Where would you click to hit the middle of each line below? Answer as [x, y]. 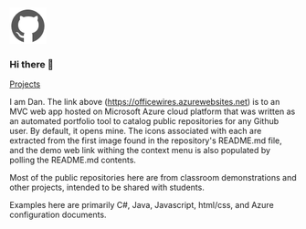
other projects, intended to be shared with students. [107, 187]
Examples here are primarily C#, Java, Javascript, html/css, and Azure [142, 205]
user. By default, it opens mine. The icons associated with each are [136, 131]
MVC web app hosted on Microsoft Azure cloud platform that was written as [153, 111]
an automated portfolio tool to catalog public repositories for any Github [144, 121]
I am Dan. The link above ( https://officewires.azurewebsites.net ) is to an [145, 102]
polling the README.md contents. [73, 160]
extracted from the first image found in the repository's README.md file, [146, 141]
